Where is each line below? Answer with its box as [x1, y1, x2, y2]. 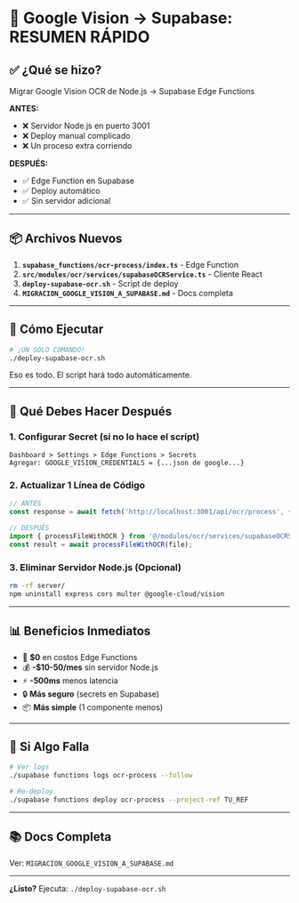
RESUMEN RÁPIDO [9, 27, 150, 47]
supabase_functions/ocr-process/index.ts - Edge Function [21, 259, 238, 270]
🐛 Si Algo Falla [9, 738, 90, 754]
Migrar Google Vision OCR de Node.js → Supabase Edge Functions [9, 86, 255, 96]
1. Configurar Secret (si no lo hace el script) [9, 431, 200, 443]
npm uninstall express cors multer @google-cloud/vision [9, 589, 225, 599]
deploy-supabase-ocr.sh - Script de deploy [21, 278, 179, 288]
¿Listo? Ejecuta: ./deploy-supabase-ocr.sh [9, 883, 166, 893]
